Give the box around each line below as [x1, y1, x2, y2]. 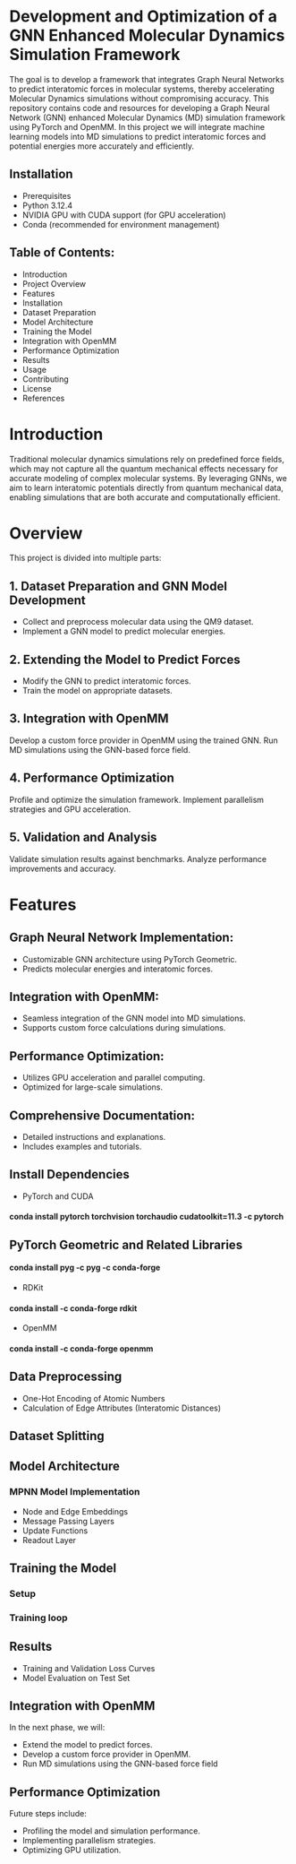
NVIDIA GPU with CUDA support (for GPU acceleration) [21, 209, 226, 220]
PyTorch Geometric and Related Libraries [9, 1237, 243, 1252]
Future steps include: [9, 1808, 88, 1819]
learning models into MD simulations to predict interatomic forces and [9, 131, 266, 142]
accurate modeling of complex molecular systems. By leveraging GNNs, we [9, 472, 288, 483]
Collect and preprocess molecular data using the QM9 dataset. [21, 617, 254, 627]
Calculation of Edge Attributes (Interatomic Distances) [21, 1402, 222, 1413]
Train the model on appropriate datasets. [21, 686, 173, 696]
